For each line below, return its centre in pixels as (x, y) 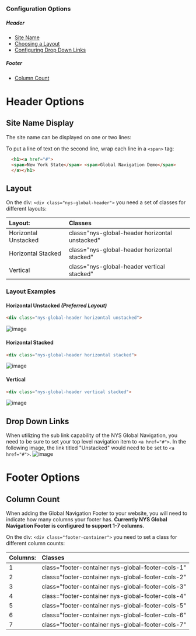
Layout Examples (31, 291)
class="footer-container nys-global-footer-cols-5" (114, 606)
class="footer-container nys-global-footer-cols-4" (114, 596)
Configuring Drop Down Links (50, 50)
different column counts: (36, 544)
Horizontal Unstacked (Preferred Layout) (57, 305)
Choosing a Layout (37, 43)
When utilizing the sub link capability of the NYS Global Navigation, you (92, 435)
